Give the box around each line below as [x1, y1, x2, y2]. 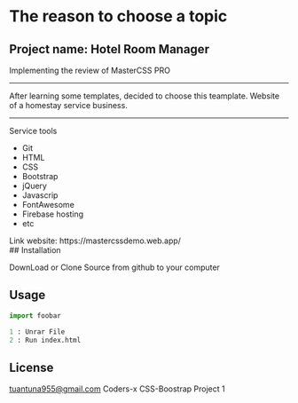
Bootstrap [21, 171, 59, 181]
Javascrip [21, 190, 59, 201]
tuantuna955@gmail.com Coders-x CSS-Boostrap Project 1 [9, 383, 225, 394]
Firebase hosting [21, 209, 84, 219]
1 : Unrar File [9, 327, 66, 336]
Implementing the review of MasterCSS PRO [9, 65, 171, 75]
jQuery [21, 180, 47, 191]
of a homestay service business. [9, 100, 129, 110]
